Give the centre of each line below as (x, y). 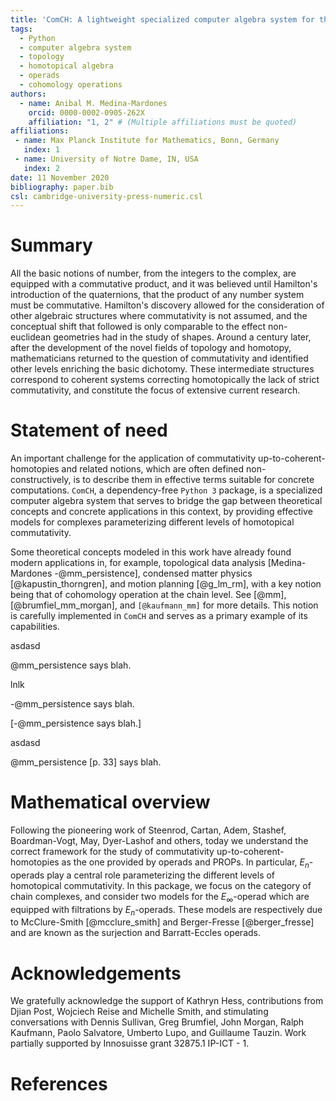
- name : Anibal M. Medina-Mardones (93, 103)
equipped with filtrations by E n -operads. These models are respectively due (166, 910)
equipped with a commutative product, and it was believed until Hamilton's (164, 284)
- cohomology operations (71, 85)
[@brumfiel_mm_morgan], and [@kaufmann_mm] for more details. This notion (164, 605)
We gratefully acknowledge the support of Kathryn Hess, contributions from (167, 1001)
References (59, 1083)
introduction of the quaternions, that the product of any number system (157, 295)
